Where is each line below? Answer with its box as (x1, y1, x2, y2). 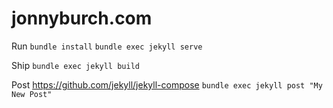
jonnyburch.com (11, 7, 153, 30)
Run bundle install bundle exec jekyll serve (11, 40, 203, 52)
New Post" (11, 89, 53, 99)
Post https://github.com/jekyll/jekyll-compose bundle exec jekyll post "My (11, 78, 323, 91)
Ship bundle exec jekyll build (11, 59, 140, 71)
